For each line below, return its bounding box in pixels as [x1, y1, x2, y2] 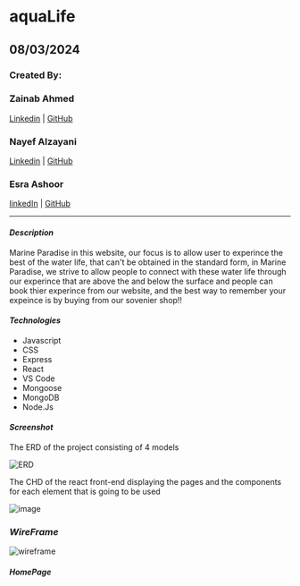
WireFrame [9, 525, 59, 538]
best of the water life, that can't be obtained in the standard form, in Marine [9, 257, 287, 268]
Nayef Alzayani [9, 135, 78, 148]
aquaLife [9, 6, 76, 27]
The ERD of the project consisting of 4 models [9, 442, 179, 453]
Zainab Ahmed [9, 92, 75, 105]
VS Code [21, 373, 55, 384]
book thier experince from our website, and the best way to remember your [9, 285, 287, 296]
